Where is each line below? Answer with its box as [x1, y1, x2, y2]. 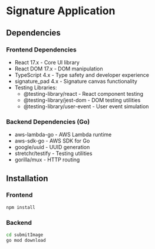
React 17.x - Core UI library [14, 59, 80, 66]
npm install [6, 204, 35, 211]
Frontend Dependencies [6, 46, 77, 54]
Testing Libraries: [14, 84, 57, 91]
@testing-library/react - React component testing [23, 90, 143, 97]
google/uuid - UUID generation [14, 144, 90, 151]
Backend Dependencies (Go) [6, 117, 90, 125]
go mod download [6, 237, 46, 243]
